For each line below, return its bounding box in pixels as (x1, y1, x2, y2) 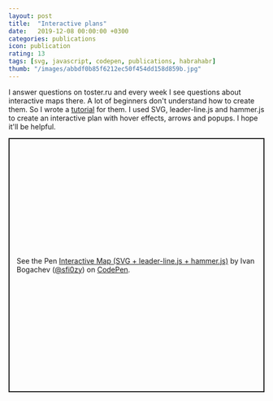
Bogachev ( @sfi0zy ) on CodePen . (16, 264, 131, 274)
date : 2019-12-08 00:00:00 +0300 (8, 27, 129, 35)
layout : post (8, 11, 53, 20)
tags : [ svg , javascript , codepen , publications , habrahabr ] (8, 58, 217, 66)
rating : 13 (8, 50, 45, 58)
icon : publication (8, 42, 71, 50)
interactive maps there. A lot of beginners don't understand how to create (8, 95, 255, 106)
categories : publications (8, 34, 96, 43)
